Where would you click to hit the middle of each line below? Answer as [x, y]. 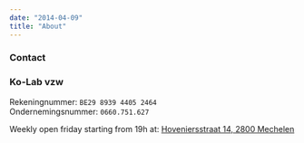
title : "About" [38, 26]
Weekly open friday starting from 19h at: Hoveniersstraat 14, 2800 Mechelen [152, 129]
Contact [28, 58]
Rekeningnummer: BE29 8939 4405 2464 [83, 101]
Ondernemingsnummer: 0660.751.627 [79, 111]
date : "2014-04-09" [46, 18]
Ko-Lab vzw [36, 82]
